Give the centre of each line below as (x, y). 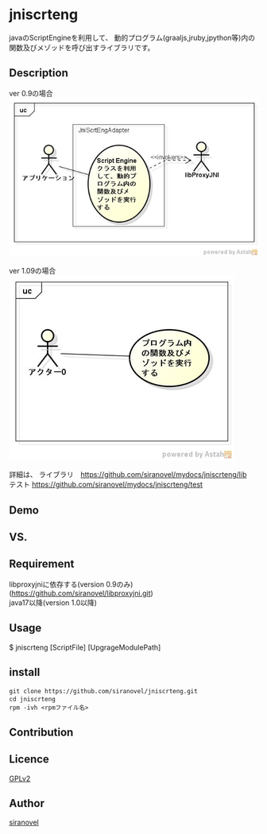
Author (27, 803)
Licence (29, 760)
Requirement (42, 564)
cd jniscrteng (33, 700)
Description (39, 73)
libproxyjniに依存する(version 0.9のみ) (71, 584)
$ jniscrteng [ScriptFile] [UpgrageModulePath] (85, 647)
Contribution (41, 732)
